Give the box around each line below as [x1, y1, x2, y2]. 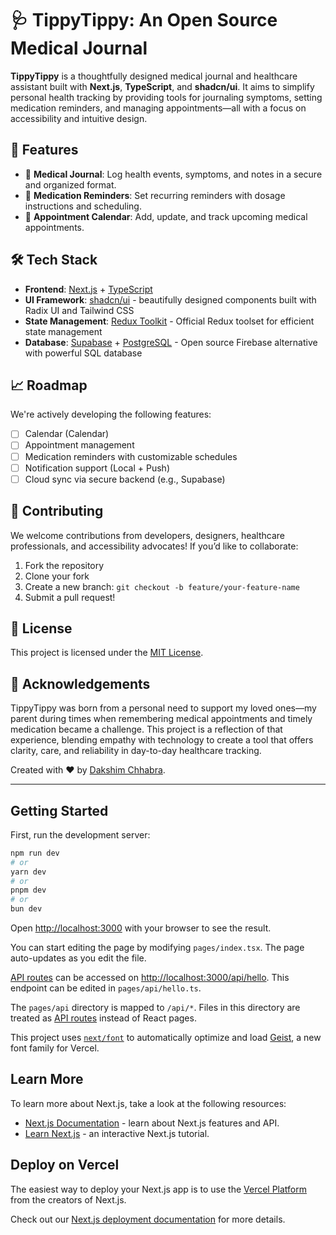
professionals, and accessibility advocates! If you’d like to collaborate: [10, 540, 299, 552]
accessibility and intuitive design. [10, 112, 148, 124]
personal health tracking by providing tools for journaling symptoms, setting [10, 91, 323, 103]
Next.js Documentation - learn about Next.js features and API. [24, 1117, 280, 1129]
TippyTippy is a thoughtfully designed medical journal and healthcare [10, 70, 298, 82]
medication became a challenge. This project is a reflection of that [10, 723, 283, 736]
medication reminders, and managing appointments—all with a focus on [10, 102, 307, 114]
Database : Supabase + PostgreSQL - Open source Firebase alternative [24, 336, 318, 348]
